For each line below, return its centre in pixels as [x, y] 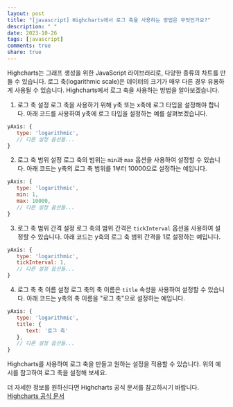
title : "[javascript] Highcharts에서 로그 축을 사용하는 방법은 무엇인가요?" [109, 20]
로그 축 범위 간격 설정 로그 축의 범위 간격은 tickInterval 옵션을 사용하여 [115, 228]
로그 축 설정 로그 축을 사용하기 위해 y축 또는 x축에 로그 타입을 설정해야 [112, 105]
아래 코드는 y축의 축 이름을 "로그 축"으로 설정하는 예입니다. [106, 298]
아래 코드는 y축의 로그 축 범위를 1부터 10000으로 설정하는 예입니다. [117, 169]
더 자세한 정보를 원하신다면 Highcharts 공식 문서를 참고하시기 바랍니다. [103, 388]
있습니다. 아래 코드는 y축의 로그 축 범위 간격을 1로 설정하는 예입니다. [129, 237]
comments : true [29, 46]
